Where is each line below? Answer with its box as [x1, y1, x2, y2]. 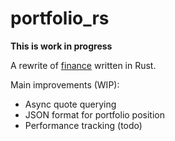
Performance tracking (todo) [24, 119, 143, 131]
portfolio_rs [10, 7, 110, 30]
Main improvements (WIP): [10, 78, 120, 91]
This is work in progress [10, 40, 113, 52]
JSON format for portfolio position [24, 108, 165, 121]
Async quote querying [24, 98, 117, 110]
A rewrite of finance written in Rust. [10, 59, 157, 71]
